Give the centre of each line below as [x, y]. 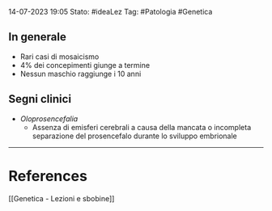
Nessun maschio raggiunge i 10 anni [81, 74]
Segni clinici [40, 99]
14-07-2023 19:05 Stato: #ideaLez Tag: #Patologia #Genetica [110, 12]
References [48, 176]
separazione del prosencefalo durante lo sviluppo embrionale [134, 136]
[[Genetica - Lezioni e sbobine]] [62, 198]
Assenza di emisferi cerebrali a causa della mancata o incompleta [142, 127]
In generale [37, 37]
